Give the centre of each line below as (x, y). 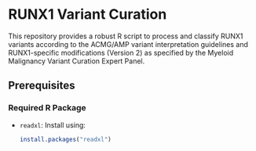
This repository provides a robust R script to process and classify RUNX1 (126, 36)
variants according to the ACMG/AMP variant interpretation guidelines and (128, 44)
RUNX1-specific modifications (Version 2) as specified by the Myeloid (121, 52)
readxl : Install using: (53, 125)
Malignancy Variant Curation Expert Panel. (77, 61)
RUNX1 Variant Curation (88, 14)
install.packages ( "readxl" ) (65, 139)
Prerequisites (42, 86)
